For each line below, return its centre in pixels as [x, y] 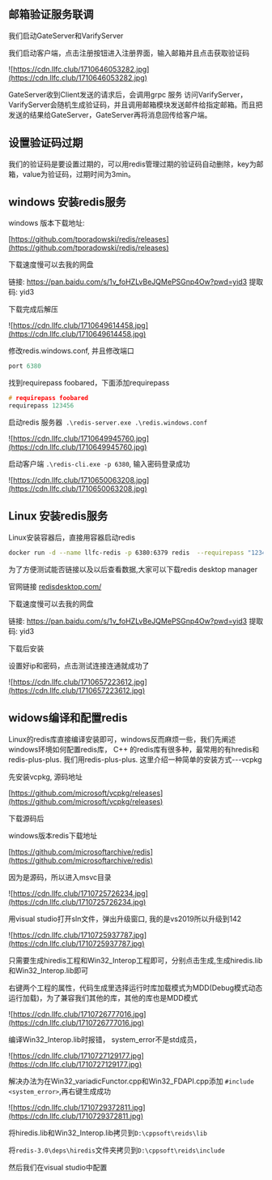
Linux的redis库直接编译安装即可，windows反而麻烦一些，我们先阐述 [122, 739]
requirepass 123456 [41, 406]
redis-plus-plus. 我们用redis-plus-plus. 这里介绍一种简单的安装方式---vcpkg [135, 759]
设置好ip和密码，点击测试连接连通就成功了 [79, 665]
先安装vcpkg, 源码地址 [46, 777]
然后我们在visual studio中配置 [58, 1167]
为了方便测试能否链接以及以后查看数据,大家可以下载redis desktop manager [133, 569]
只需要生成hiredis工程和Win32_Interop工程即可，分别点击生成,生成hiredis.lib [136, 960]
